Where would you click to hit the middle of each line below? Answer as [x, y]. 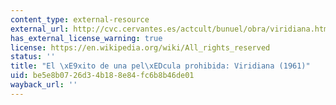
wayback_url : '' [44, 85]
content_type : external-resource [80, 19]
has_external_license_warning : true [86, 38]
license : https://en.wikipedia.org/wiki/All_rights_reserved [140, 47]
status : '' [33, 57]
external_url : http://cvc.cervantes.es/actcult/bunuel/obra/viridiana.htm [169, 29]
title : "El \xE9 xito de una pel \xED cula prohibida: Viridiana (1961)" [160, 66]
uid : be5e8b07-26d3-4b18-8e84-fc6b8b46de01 [102, 76]
